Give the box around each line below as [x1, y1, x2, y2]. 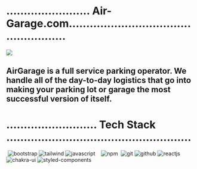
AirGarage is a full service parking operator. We [6, 66, 187, 76]
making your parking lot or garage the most [6, 84, 171, 95]
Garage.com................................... [6, 17, 191, 30]
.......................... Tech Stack [6, 118, 156, 132]
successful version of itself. [6, 94, 112, 104]
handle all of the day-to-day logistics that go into [6, 76, 192, 86]
